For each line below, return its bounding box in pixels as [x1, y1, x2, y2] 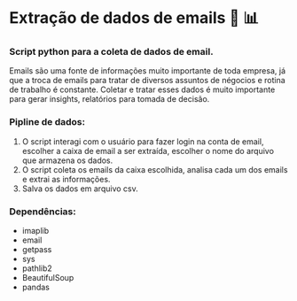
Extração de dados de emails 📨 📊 [9, 8, 260, 28]
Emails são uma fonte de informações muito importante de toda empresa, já [9, 66, 286, 76]
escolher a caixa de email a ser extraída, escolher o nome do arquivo [21, 145, 275, 156]
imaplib [21, 226, 50, 236]
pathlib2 [21, 263, 53, 274]
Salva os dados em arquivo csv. [21, 183, 139, 194]
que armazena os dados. [21, 155, 113, 166]
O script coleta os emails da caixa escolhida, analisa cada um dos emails [21, 164, 288, 174]
